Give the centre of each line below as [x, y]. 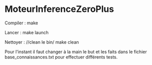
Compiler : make [21, 23]
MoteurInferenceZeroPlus [59, 9]
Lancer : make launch [27, 32]
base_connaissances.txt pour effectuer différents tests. [61, 57]
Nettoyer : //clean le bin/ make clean [42, 42]
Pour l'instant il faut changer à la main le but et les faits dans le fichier [76, 52]
